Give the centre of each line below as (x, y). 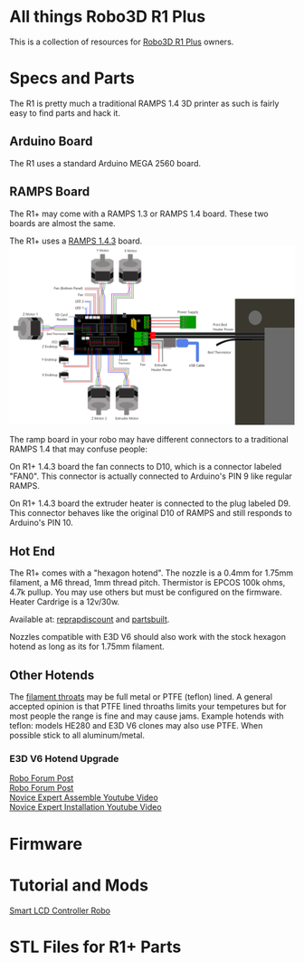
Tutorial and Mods (79, 885)
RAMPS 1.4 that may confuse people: (78, 449)
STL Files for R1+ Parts (95, 947)
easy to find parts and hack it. (65, 113)
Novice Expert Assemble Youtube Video (84, 797)
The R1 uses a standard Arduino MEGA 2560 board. (105, 163)
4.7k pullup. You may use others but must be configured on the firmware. (146, 592)
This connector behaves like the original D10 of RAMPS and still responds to (151, 513)
